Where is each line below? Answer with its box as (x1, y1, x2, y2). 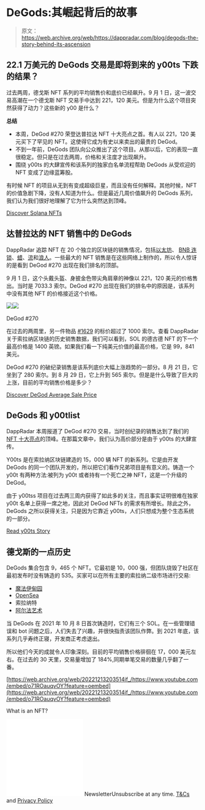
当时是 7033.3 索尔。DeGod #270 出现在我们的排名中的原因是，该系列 (17, 282, 195, 289)
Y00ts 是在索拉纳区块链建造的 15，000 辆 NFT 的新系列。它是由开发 (6, 456, 179, 463)
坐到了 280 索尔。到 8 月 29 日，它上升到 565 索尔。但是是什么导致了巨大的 (6, 371, 198, 378)
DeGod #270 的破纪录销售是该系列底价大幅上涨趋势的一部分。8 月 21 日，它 (6, 363, 198, 371)
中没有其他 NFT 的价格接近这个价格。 (6, 290, 101, 297)
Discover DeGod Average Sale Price (6, 391, 97, 398)
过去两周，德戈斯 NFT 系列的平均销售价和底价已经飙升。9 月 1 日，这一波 (6, 88, 191, 96)
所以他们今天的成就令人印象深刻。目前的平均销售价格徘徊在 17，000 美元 (6, 648, 191, 655)
